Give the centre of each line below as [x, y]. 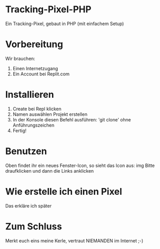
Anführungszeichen [33, 125]
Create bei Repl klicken [37, 109]
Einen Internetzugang [35, 68]
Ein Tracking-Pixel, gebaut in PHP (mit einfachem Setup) [65, 24]
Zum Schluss [34, 226]
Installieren [30, 95]
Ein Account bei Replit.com [41, 74]
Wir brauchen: [20, 58]
